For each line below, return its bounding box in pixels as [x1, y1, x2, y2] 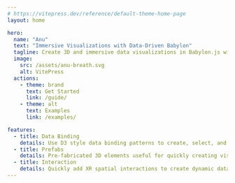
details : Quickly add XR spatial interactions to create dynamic [20, 166, 215, 173]
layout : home [7, 17, 45, 24]
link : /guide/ [25, 94, 68, 101]
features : [7, 126, 36, 133]
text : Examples [25, 108, 71, 115]
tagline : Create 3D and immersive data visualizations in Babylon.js [13, 49, 220, 56]
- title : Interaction [13, 159, 77, 166]
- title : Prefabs [13, 146, 64, 153]
